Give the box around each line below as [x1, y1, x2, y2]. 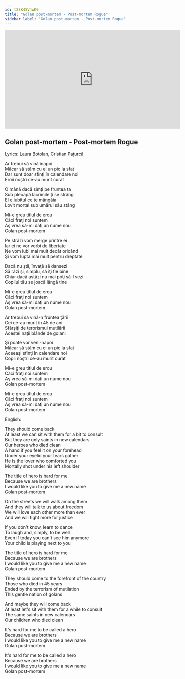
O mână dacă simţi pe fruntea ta [5, 186, 71, 192]
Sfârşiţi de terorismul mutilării [5, 325, 66, 331]
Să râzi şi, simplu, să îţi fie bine [5, 268, 69, 275]
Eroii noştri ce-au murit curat [5, 177, 64, 183]
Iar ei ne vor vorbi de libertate [5, 243, 66, 249]
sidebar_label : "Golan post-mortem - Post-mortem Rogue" [5, 16, 126, 21]
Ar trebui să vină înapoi [5, 161, 53, 167]
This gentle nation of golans [5, 591, 63, 597]
